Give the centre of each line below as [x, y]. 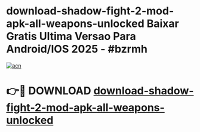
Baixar [163, 24]
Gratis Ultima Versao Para [71, 36]
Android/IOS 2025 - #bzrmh [77, 49]
